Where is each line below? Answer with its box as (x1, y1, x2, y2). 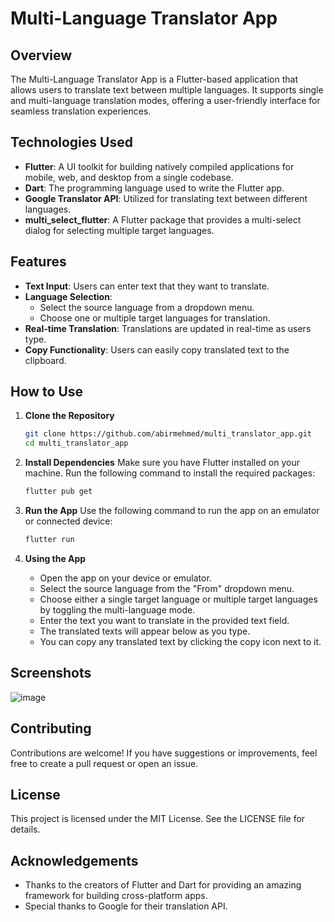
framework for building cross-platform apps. (24, 890, 208, 902)
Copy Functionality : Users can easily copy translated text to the (24, 343, 290, 356)
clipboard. (24, 354, 67, 366)
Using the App (24, 552, 87, 564)
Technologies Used (10, 134, 133, 151)
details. (10, 823, 41, 836)
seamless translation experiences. (10, 105, 152, 117)
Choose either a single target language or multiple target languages (39, 593, 318, 605)
